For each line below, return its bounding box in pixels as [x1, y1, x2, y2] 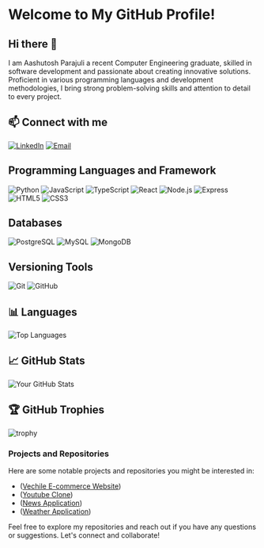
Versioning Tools [8, 260, 93, 274]
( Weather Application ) [19, 506, 92, 516]
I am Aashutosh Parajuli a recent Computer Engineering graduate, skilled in [8, 58, 252, 67]
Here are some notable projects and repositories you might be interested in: [8, 466, 255, 475]
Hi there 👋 [8, 37, 58, 51]
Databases [8, 217, 63, 230]
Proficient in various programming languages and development [8, 75, 213, 84]
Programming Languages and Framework [8, 164, 217, 178]
